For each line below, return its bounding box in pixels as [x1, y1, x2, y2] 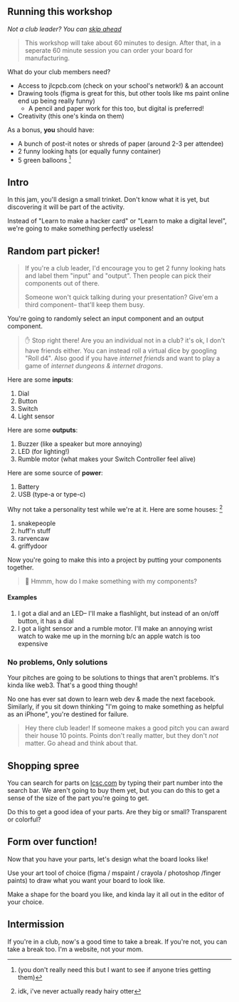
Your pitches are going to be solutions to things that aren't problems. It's [7, 674, 219, 682]
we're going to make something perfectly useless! [7, 224, 154, 233]
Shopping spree [7, 759, 80, 771]
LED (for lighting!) [17, 447, 70, 456]
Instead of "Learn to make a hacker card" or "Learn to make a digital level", [7, 217, 228, 226]
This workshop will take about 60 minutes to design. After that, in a [24, 39, 221, 47]
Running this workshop [7, 6, 112, 18]
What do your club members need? [7, 67, 111, 76]
